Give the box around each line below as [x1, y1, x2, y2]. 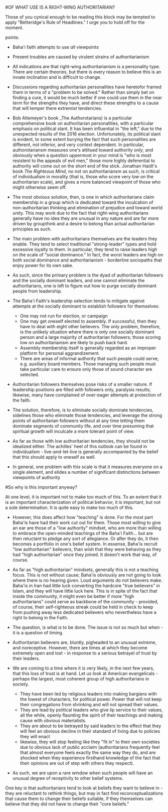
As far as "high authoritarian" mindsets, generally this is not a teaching [12, 567, 159, 573]
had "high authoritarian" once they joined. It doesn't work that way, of [12, 552, 157, 558]
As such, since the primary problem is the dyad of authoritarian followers [12, 272, 163, 278]
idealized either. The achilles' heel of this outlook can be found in [12, 444, 147, 449]
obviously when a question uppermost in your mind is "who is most [12, 153, 151, 158]
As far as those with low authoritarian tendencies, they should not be [12, 438, 155, 444]
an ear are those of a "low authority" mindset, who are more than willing [12, 525, 161, 531]
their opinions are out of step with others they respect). [20, 760, 134, 766]
